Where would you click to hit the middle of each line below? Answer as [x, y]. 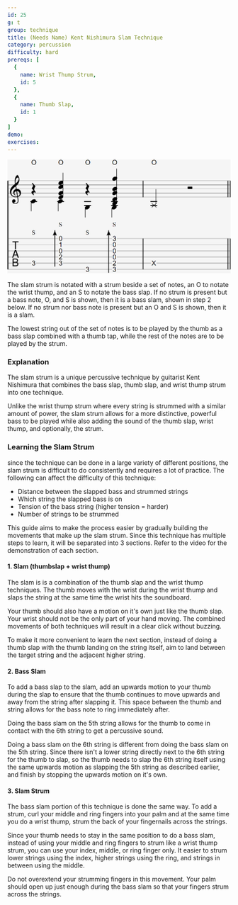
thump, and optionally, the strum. [56, 429]
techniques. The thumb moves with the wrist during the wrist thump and [113, 590]
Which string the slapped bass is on [70, 499]
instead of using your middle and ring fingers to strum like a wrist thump [113, 843]
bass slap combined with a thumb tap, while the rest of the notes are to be [116, 336]
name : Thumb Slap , [47, 105]
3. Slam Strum [28, 791]
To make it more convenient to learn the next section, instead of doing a [112, 640]
